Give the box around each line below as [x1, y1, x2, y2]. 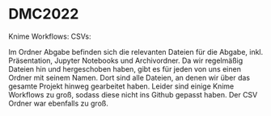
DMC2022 [8, 5, 79, 23]
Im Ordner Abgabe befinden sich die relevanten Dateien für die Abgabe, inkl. [8, 47, 264, 56]
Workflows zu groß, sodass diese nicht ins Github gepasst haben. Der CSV [8, 89, 258, 99]
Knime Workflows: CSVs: [8, 31, 91, 41]
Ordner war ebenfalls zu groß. [8, 98, 109, 108]
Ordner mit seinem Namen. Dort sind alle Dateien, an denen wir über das [8, 72, 251, 82]
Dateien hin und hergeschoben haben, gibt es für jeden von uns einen [8, 64, 241, 73]
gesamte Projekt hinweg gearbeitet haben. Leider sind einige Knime [8, 81, 235, 91]
